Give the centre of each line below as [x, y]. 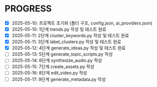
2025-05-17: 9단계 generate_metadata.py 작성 [59, 79]
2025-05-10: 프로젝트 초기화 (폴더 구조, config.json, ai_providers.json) [82, 23]
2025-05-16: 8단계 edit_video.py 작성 [49, 73]
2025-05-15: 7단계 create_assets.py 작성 [53, 67]
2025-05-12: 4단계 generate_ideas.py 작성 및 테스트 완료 [69, 48]
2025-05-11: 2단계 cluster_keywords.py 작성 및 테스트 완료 [71, 36]
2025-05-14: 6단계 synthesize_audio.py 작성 [57, 61]
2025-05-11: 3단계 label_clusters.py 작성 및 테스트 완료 [66, 42]
